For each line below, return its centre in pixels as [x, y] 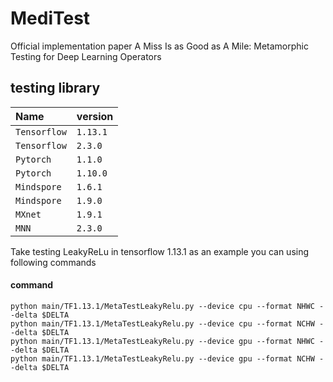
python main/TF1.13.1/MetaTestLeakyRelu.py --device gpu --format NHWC [162, 341]
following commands [53, 262]
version [95, 116]
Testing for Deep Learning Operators [86, 56]
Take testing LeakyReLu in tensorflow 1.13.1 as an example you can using [160, 251]
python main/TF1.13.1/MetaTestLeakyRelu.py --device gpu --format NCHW [162, 358]
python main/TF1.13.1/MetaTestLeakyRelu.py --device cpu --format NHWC [162, 306]
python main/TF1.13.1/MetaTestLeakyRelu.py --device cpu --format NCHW [162, 323]
